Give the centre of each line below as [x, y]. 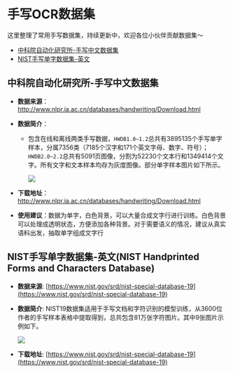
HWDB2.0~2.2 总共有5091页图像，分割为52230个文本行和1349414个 [123, 156]
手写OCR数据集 [51, 14]
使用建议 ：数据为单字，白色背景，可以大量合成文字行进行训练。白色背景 [121, 215]
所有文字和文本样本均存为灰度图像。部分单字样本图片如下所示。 [132, 165]
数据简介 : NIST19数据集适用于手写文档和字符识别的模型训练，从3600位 [120, 308]
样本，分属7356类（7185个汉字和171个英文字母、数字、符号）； [118, 147]
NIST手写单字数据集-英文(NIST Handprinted [103, 257]
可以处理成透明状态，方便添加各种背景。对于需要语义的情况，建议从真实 [121, 224]
